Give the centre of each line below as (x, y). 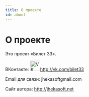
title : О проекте (23, 10)
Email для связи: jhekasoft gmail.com (43, 79)
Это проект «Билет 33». (31, 54)
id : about (16, 15)
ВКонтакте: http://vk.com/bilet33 (44, 70)
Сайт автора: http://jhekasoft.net (39, 89)
